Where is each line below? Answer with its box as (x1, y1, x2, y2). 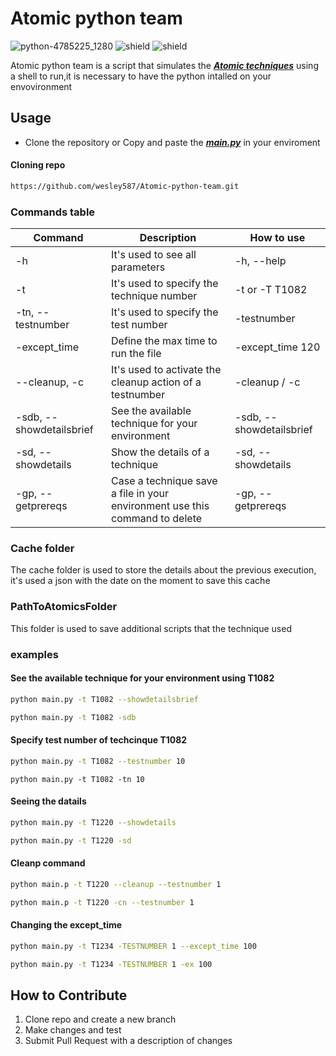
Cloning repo (10, 159, 66, 171)
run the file (111, 347, 162, 361)
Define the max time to (111, 334, 218, 348)
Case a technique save (111, 474, 218, 488)
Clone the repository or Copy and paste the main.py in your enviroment (24, 136, 321, 148)
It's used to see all (111, 248, 197, 262)
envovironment (10, 80, 73, 92)
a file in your (111, 487, 169, 501)
